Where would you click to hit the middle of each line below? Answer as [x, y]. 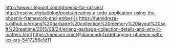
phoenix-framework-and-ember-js [42, 18]
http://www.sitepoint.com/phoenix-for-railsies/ [55, 7]
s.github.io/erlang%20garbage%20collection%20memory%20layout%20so [85, 23]
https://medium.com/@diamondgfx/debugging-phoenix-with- [98, 34]
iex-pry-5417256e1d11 [28, 40]
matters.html [19, 34]
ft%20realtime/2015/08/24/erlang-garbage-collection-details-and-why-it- [84, 29]
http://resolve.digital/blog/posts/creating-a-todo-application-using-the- [81, 13]
